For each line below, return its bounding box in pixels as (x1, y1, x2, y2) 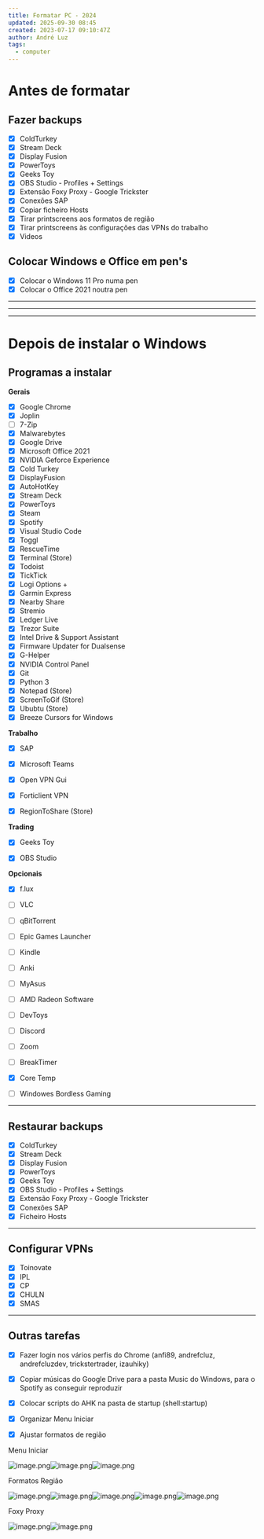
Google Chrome (19, 402, 71, 411)
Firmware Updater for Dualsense (19, 641, 126, 651)
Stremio (19, 606, 46, 615)
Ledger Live (19, 615, 59, 625)
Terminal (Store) (19, 553, 72, 562)
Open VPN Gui (19, 775, 67, 784)
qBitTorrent (19, 916, 57, 925)
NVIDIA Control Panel (19, 659, 90, 669)
